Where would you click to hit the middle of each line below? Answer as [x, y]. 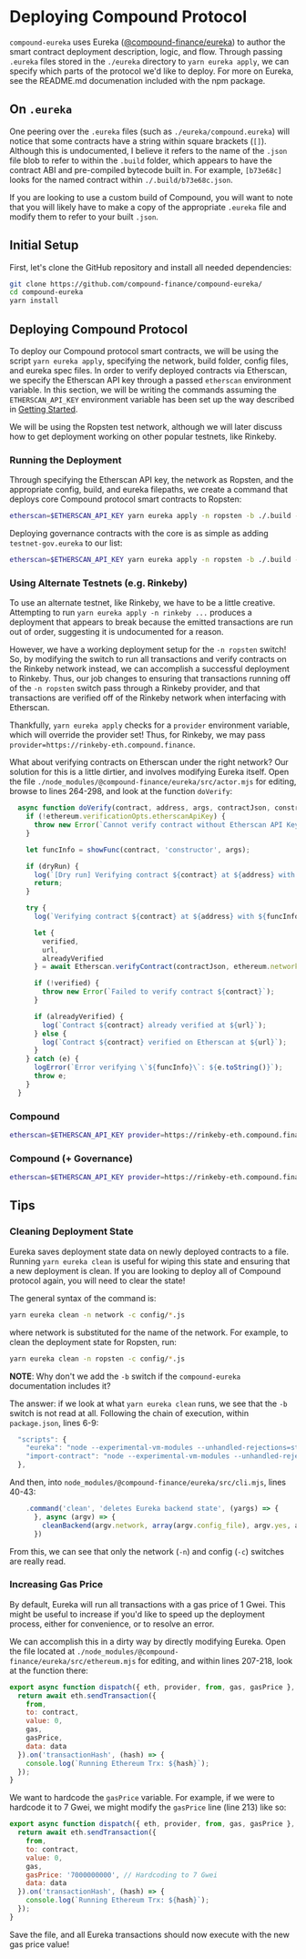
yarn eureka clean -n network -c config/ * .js [97, 1315]
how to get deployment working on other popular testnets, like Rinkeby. [143, 436]
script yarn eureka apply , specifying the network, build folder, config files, [149, 361]
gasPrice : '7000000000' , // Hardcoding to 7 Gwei [122, 1875]
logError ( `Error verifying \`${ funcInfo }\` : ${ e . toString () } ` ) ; [158, 1067]
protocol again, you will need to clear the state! [97, 1280]
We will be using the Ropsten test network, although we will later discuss [146, 427]
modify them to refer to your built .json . [84, 217]
